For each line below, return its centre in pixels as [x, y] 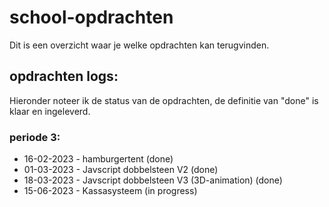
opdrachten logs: [64, 76]
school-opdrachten [91, 17]
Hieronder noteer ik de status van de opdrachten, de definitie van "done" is [164, 100]
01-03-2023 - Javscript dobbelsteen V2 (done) [121, 170]
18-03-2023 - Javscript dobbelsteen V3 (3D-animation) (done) [153, 180]
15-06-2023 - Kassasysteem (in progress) [110, 191]
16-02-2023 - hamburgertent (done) [98, 159]
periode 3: [35, 137]
